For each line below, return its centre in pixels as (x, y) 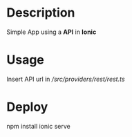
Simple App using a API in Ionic (51, 32)
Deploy (27, 107)
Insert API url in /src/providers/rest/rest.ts (66, 79)
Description (41, 13)
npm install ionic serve (38, 126)
